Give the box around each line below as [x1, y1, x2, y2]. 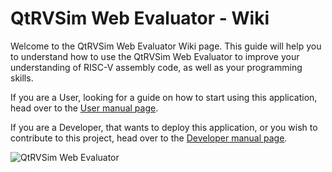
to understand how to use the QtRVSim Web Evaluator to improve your [10, 50, 300, 62]
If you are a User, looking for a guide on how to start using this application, [10, 91, 318, 103]
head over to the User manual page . [10, 102, 159, 114]
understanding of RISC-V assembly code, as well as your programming [10, 61, 303, 73]
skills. [10, 72, 34, 84]
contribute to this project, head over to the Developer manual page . [10, 132, 288, 144]
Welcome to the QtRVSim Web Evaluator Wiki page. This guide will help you [10, 40, 322, 52]
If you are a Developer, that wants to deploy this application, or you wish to [10, 121, 318, 133]
